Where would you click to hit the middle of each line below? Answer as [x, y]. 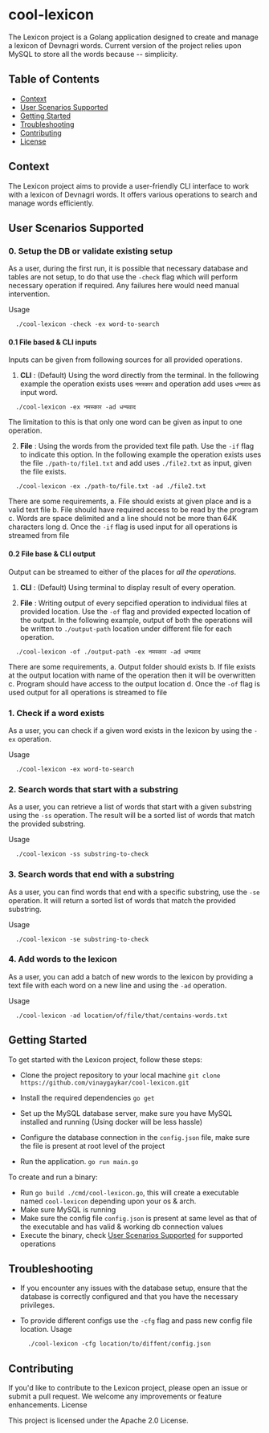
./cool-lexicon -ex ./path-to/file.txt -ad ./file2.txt [111, 486]
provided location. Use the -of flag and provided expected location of [135, 611]
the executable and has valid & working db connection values [121, 1227]
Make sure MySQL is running [68, 1209]
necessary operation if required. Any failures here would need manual [124, 286]
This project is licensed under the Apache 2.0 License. [98, 1421]
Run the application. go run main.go [79, 1161]
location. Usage [46, 1329]
